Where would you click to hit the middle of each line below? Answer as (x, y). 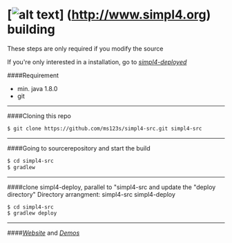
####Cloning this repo (39, 116)
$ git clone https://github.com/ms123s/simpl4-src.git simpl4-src (105, 128)
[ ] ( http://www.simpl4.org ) (109, 15)
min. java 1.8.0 (37, 88)
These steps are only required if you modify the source (85, 48)
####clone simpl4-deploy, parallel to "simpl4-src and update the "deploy (112, 187)
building (31, 29)
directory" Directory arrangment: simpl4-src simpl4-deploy (91, 194)
